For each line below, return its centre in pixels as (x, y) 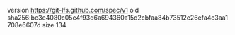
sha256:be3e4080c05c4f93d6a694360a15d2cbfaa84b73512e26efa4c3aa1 (118, 17)
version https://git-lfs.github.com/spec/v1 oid (73, 10)
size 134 (54, 25)
